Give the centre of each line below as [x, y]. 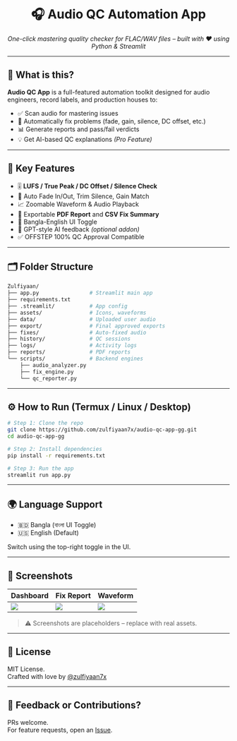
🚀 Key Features [41, 168]
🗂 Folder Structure [50, 266]
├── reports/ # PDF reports [69, 352]
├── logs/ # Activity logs [72, 346]
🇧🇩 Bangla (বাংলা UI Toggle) [57, 525]
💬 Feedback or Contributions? [74, 705]
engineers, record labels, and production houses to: [83, 100]
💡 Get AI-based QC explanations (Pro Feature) [85, 139]
